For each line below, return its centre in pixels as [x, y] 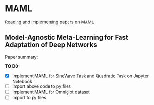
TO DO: [13, 66]
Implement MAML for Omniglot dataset [51, 92]
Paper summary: [22, 57]
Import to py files [29, 97]
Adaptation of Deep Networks [51, 45]
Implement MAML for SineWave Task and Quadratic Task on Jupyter [80, 76]
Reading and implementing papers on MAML [50, 22]
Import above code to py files [42, 86]
